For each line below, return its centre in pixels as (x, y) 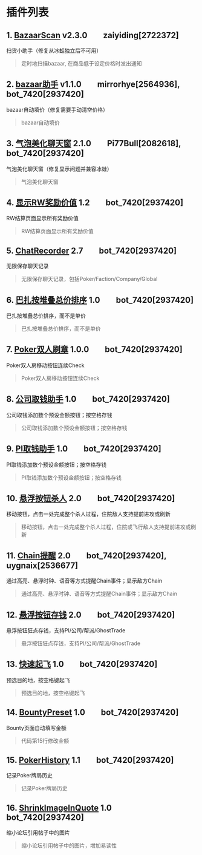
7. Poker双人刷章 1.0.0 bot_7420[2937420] (94, 350)
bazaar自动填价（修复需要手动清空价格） (57, 109)
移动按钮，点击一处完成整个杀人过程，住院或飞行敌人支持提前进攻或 (106, 527)
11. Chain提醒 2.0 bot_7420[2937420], (86, 556)
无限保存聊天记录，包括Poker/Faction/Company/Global (89, 279)
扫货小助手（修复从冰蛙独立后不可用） (54, 50)
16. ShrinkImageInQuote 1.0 (59, 808)
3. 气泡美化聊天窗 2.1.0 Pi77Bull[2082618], (94, 144)
